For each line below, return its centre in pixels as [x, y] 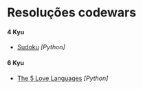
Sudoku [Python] [41, 47]
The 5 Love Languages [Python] [63, 78]
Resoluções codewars [71, 13]
